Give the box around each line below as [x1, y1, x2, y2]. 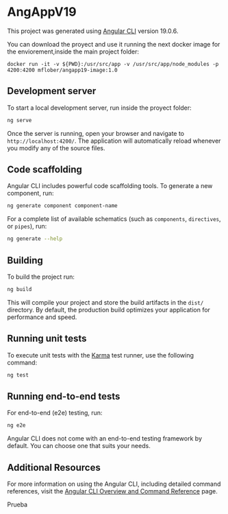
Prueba [7, 500, 28, 509]
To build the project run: [7, 272, 75, 281]
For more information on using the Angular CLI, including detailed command [7, 480, 221, 488]
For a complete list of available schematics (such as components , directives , [7, 215, 221, 223]
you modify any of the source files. [7, 143, 105, 152]
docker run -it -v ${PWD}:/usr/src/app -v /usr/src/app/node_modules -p [7, 60, 219, 67]
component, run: [7, 189, 54, 198]
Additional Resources [7, 461, 101, 474]
